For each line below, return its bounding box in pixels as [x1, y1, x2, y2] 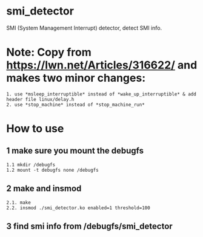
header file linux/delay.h [6, 96, 75, 102]
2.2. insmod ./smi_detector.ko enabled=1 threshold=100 [6, 204, 150, 211]
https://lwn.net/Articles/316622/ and [6, 59, 198, 72]
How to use [6, 122, 64, 135]
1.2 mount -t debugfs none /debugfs [6, 167, 99, 173]
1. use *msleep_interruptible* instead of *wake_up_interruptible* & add [6, 91, 197, 97]
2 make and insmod [6, 183, 82, 194]
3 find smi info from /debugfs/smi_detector [6, 221, 173, 232]
